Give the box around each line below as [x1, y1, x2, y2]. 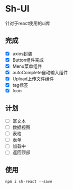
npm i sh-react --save [5, 179, 52, 184]
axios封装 [12, 51, 32, 57]
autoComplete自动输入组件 [12, 69, 68, 75]
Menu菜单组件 [12, 63, 42, 69]
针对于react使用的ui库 [5, 20, 50, 26]
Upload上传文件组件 [12, 76, 54, 82]
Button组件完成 [12, 57, 44, 63]
